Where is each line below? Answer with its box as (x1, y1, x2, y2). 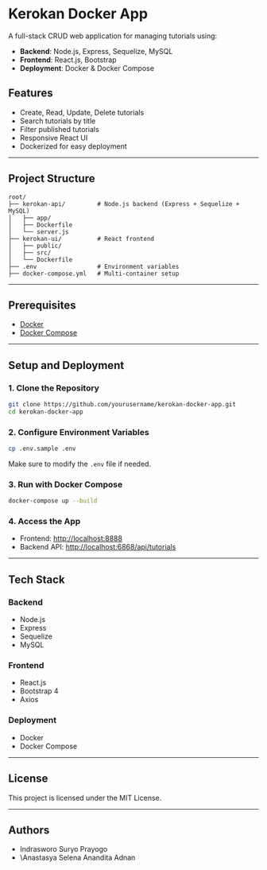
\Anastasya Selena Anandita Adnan (19, 853, 136, 863)
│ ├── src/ (8, 248, 52, 257)
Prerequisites (8, 298, 76, 312)
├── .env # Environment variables (8, 262, 180, 270)
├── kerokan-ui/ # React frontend (8, 235, 155, 243)
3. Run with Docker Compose (8, 479, 123, 490)
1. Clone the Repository (8, 383, 99, 394)
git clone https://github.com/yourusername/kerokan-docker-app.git (8, 401, 237, 409)
